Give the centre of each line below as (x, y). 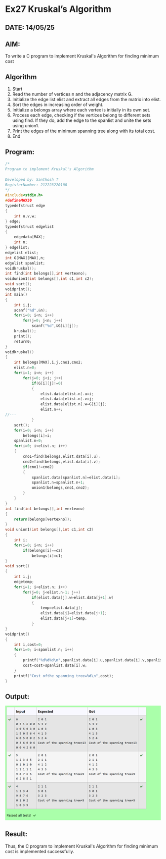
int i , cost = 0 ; (28, 644)
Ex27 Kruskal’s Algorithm (58, 9)
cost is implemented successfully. (40, 851)
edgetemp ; (24, 582)
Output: (17, 696)
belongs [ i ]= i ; (37, 435)
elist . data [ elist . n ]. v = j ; (67, 399)
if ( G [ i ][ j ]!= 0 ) (47, 383)
